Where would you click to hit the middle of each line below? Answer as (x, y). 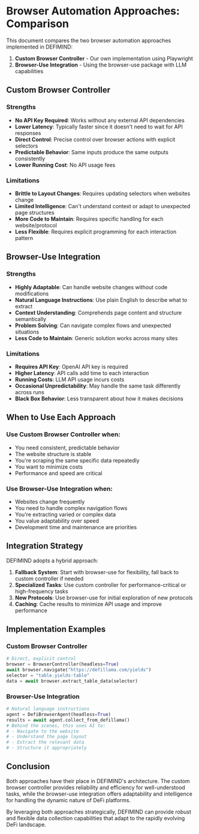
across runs (30, 392)
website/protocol (36, 225)
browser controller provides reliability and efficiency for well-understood (96, 787)
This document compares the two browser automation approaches (89, 40)
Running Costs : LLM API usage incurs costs (70, 379)
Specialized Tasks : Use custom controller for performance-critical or (100, 585)
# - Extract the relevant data (45, 742)
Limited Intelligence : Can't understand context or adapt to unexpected (102, 206)
